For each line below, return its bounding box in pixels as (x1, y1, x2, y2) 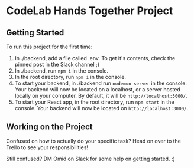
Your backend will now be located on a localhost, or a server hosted (14, 86, 180, 93)
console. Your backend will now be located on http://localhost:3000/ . (14, 105, 189, 111)
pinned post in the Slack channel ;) (14, 61, 99, 68)
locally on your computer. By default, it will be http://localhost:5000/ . (14, 93, 187, 99)
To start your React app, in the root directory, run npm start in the (14, 98, 174, 106)
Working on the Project (6, 122, 93, 132)
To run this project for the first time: (6, 43, 93, 50)
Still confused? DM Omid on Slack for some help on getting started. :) (6, 155, 176, 162)
